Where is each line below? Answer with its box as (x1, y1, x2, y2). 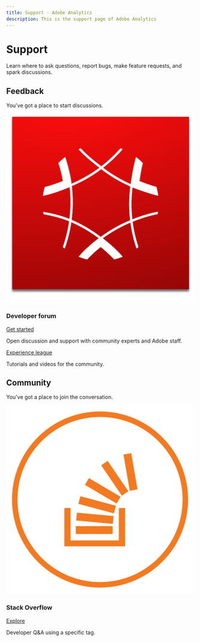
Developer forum (6, 312, 57, 320)
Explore (6, 617, 25, 624)
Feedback (6, 86, 44, 96)
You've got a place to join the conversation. (6, 393, 113, 401)
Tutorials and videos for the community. (6, 360, 105, 368)
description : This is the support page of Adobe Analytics (6, 16, 157, 22)
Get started (6, 325, 34, 332)
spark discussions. (6, 69, 53, 76)
